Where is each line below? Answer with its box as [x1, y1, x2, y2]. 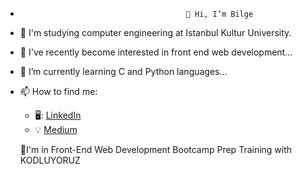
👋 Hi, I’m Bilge [185, 9, 254, 19]
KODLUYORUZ [19, 154, 81, 166]
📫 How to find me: [19, 86, 98, 97]
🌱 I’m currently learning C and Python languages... [19, 66, 228, 77]
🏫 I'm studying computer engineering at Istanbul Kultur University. [19, 27, 292, 38]
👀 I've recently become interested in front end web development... [19, 46, 293, 58]
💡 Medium [34, 124, 78, 135]
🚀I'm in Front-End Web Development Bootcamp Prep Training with [19, 144, 293, 155]
